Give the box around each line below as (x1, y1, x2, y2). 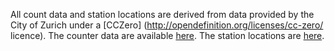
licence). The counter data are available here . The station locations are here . (10, 30, 325, 41)
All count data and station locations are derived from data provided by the (10, 9, 315, 20)
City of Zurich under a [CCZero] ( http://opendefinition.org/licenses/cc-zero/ (10, 19, 324, 31)
